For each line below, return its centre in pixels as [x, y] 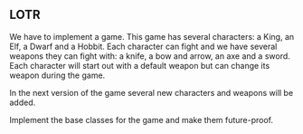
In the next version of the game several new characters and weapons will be [151, 92]
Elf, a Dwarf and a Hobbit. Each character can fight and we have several [143, 46]
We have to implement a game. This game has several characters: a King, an [152, 36]
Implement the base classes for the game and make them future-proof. [142, 120]
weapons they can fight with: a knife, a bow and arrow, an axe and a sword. [150, 56]
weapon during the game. [57, 75]
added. [23, 102]
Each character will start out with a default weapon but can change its [140, 65]
